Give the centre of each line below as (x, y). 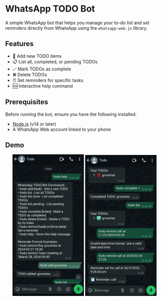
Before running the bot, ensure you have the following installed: (71, 114)
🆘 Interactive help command (43, 86)
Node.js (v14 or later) (34, 124)
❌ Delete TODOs (30, 74)
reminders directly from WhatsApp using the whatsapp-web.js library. (76, 28)
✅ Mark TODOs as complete (42, 69)
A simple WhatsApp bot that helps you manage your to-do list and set (77, 23)
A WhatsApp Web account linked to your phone (62, 129)
